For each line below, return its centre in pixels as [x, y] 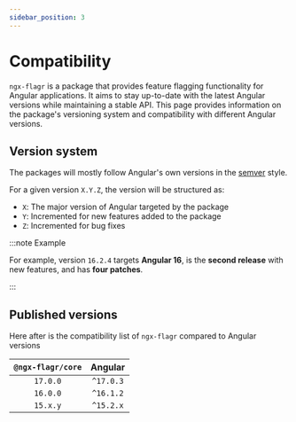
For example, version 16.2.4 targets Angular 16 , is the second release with [146, 260]
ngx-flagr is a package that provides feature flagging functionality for [136, 86]
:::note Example [38, 243]
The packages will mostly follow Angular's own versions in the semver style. [148, 173]
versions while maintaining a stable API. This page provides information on [145, 105]
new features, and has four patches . [76, 270]
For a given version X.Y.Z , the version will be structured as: [117, 190]
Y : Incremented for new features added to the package [121, 216]
